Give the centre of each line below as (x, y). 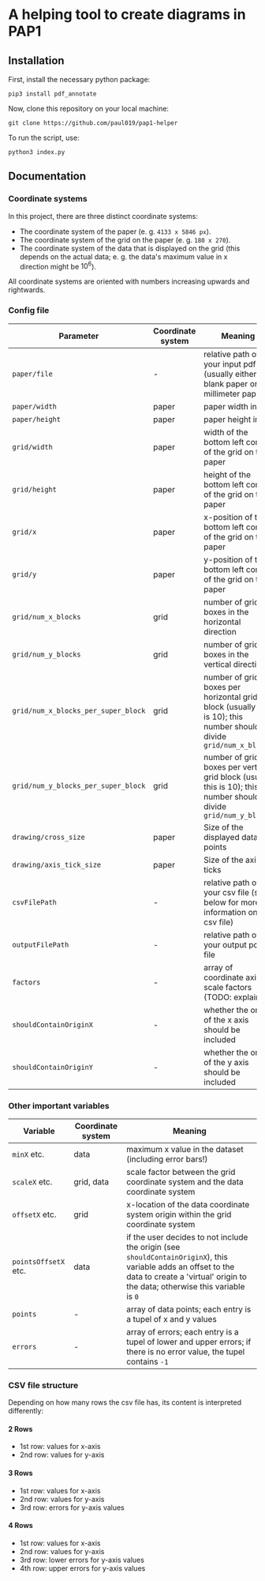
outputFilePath (41, 945)
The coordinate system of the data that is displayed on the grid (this (130, 248)
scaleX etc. (32, 1181)
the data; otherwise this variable (185, 1286)
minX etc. (28, 1154)
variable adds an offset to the (180, 1267)
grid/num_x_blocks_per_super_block (79, 710)
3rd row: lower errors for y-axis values (82, 1560)
